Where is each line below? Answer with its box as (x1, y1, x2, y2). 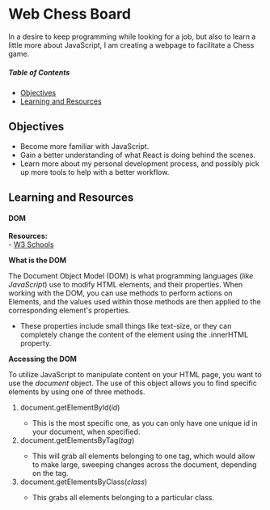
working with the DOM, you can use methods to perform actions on (8, 288, 233, 298)
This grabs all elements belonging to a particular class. (32, 493, 214, 503)
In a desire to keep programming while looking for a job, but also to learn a (8, 32, 256, 41)
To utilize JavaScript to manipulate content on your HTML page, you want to (8, 370, 262, 380)
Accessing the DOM (8, 354, 77, 364)
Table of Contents (8, 67, 70, 77)
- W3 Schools (8, 240, 54, 249)
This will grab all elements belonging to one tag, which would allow (32, 451, 255, 461)
